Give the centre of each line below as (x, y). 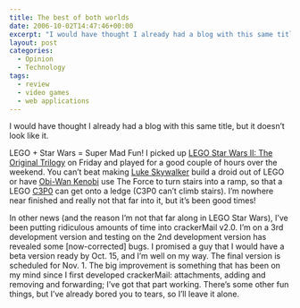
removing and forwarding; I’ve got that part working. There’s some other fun (149, 285)
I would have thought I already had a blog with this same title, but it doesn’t (147, 126)
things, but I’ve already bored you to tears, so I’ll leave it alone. (124, 294)
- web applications (54, 101)
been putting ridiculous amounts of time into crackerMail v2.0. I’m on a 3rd (146, 227)
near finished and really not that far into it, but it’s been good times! (133, 201)
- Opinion (35, 59)
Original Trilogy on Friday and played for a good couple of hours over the (143, 163)
